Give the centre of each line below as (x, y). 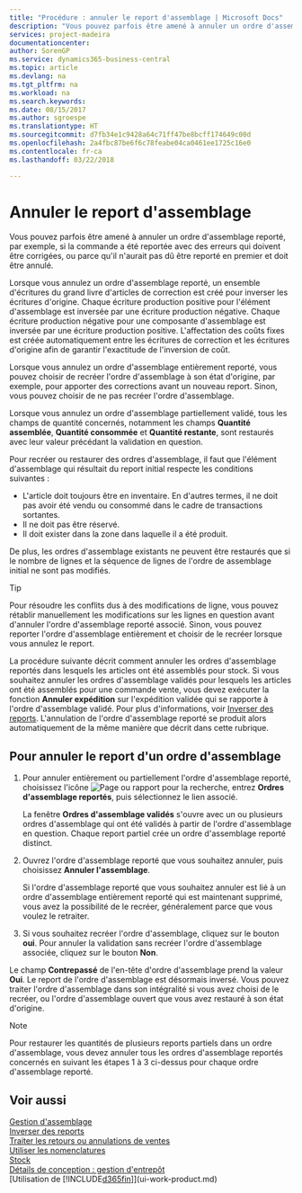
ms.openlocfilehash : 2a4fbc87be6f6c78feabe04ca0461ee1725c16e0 (130, 143)
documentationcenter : (50, 43)
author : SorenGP (40, 51)
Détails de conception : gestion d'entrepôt (87, 1170)
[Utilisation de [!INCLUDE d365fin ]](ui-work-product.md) (113, 1180)
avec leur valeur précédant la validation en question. (107, 442)
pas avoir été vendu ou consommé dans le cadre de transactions (142, 505)
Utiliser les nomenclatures (58, 1151)
